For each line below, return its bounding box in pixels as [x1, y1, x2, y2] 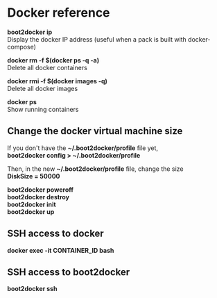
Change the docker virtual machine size [7, 125, 183, 137]
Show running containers [7, 105, 79, 113]
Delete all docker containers [7, 63, 88, 72]
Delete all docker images [7, 84, 78, 92]
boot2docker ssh [7, 285, 58, 293]
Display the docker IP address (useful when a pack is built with [7, 35, 187, 43]
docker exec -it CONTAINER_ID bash [7, 246, 114, 254]
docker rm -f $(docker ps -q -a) [7, 56, 99, 64]
